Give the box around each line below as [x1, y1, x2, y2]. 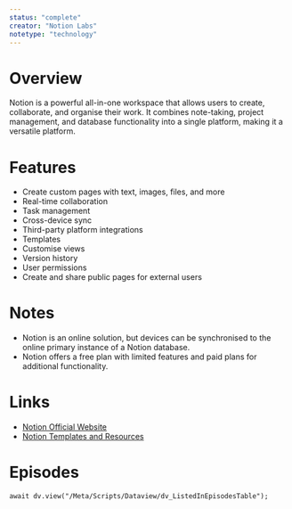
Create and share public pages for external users [21, 272, 203, 283]
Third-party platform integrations [21, 225, 144, 235]
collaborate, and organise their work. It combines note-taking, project [9, 107, 264, 118]
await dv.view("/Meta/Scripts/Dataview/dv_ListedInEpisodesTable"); [9, 492, 269, 501]
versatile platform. [9, 126, 76, 136]
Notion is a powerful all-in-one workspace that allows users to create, [9, 97, 265, 108]
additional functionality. [21, 361, 109, 372]
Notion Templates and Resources [21, 431, 144, 442]
